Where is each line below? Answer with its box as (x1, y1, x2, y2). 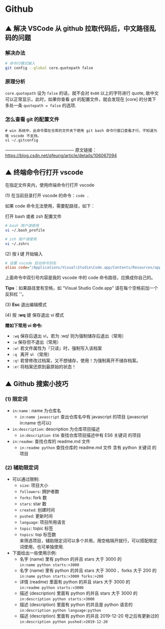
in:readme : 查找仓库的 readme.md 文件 (12, 438, 91, 444)
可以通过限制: (12, 476, 40, 482)
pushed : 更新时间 (19, 513, 53, 519)
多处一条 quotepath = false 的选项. (5, 102, 77, 108)
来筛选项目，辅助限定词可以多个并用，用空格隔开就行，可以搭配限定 (19, 538, 158, 544)
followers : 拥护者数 (19, 488, 60, 495)
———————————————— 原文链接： (5, 147, 97, 153)
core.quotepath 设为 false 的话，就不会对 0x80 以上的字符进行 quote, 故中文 (5, 90, 159, 96)
